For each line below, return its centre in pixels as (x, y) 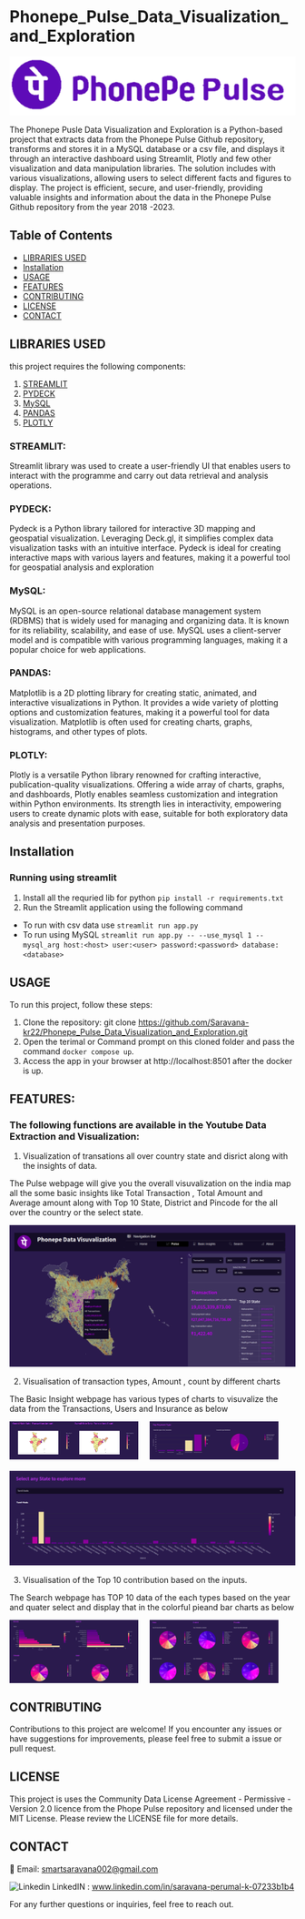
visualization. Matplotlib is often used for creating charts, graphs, (131, 722)
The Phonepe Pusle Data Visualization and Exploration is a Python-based (146, 129)
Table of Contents (61, 235)
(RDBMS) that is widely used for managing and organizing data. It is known (149, 620)
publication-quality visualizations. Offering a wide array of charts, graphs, (147, 785)
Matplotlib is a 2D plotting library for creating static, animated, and (133, 693)
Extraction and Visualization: (74, 1136)
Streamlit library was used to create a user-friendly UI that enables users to (150, 465)
